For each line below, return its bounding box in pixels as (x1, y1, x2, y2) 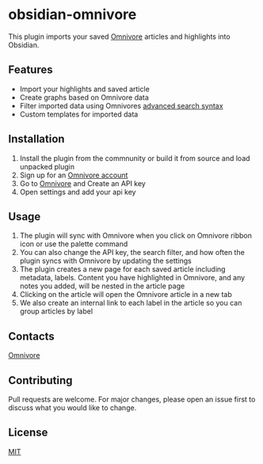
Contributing (8, 374, 73, 387)
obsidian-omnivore (8, 6, 137, 24)
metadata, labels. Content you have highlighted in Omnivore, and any (19, 273, 246, 283)
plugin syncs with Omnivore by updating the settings (19, 256, 192, 266)
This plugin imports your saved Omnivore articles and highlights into (8, 32, 231, 41)
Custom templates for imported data (19, 109, 139, 119)
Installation (8, 132, 65, 146)
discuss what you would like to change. (8, 403, 137, 413)
